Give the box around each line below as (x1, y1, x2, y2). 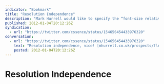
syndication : (5, 25, 32, 30)
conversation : (5, 34, 34, 39)
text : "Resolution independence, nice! (14, 43, 95, 48)
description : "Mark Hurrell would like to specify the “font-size (5, 16, 143, 21)
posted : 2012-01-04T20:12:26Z (14, 48, 76, 52)
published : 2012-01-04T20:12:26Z (5, 20, 73, 26)
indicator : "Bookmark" (5, 7, 51, 12)
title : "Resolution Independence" (5, 12, 76, 17)
